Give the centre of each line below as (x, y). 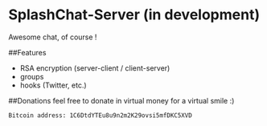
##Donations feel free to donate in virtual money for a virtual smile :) (121, 100)
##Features (27, 52)
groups (32, 76)
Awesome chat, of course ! (53, 37)
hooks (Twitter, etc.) (53, 85)
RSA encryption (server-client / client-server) (95, 68)
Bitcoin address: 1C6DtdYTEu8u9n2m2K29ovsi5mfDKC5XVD (101, 115)
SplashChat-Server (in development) (134, 15)
